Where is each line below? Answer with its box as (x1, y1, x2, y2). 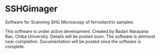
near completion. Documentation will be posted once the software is (5, 38, 141, 44)
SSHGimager (5, 3, 58, 14)
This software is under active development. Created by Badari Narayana (5, 28, 149, 34)
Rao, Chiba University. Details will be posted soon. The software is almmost (5, 33, 156, 39)
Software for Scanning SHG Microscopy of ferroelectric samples (5, 19, 133, 25)
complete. (5, 43, 25, 49)
